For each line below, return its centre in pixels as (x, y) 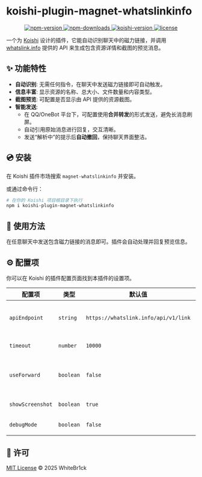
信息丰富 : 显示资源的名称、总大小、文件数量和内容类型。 (85, 92)
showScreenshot (31, 404)
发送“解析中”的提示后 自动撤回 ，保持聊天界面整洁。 (87, 137)
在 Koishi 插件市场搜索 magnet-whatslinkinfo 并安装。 (73, 176)
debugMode (23, 425)
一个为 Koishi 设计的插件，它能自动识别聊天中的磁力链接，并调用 (86, 40)
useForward (25, 375)
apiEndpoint (26, 318)
